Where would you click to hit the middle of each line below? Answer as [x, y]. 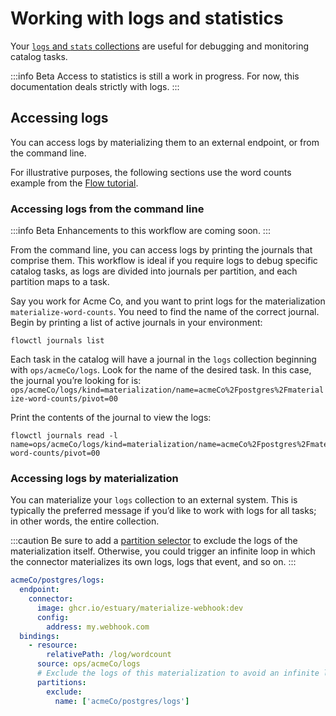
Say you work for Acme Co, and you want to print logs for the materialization [168, 301]
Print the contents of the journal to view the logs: [111, 418]
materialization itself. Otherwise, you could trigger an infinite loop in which [163, 551]
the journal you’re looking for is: [76, 381]
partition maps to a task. [60, 282]
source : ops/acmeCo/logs [88, 664]
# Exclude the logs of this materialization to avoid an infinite [178, 673]
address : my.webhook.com [98, 627]
